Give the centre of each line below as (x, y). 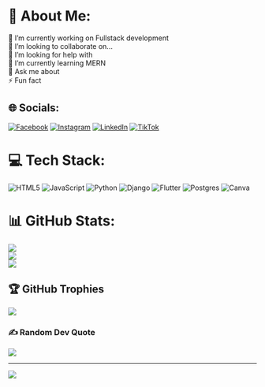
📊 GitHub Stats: (62, 221)
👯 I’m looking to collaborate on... (60, 46)
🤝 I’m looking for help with (50, 54)
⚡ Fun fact (25, 80)
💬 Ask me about (34, 71)
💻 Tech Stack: (57, 160)
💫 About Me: (50, 16)
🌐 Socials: (34, 108)
